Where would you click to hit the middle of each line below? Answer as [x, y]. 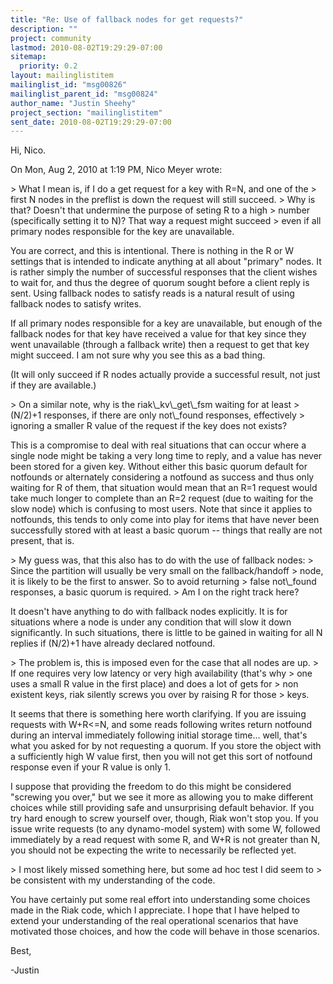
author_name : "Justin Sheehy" [73, 103]
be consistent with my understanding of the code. [113, 880]
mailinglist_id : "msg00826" [69, 85]
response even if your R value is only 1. [90, 767]
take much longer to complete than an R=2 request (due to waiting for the [162, 498]
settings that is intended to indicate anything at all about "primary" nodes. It [166, 262]
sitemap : [28, 57]
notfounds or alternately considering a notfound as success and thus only [162, 477]
